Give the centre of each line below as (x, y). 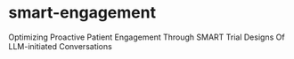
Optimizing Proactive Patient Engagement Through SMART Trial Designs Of (147, 37)
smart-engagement (82, 13)
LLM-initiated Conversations (60, 46)
